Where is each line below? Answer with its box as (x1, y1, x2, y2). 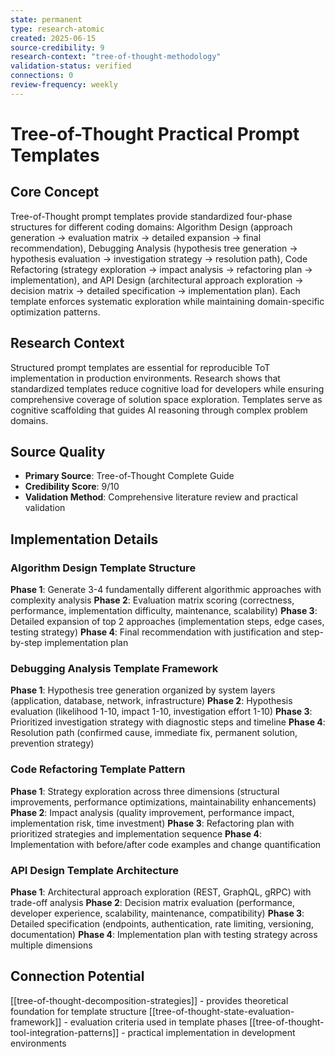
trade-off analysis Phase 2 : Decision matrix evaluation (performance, (10, 896, 296, 908)
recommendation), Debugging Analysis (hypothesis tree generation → (10, 242, 298, 254)
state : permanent (10, 14, 83, 25)
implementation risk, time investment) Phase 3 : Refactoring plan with (10, 817, 295, 829)
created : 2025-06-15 (10, 33, 97, 43)
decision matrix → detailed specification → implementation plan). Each (10, 284, 301, 296)
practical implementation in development (127, 1026, 296, 1038)
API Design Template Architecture (10, 863, 179, 877)
